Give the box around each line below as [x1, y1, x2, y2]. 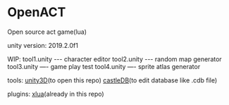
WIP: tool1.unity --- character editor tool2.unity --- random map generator [7, 54, 222, 63]
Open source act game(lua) [7, 27, 87, 36]
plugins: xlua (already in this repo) [7, 89, 104, 98]
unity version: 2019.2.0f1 [7, 41, 79, 49]
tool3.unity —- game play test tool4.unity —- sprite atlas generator [7, 62, 201, 70]
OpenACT [7, 4, 66, 20]
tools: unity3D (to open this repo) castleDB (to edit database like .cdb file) [7, 75, 218, 85]
